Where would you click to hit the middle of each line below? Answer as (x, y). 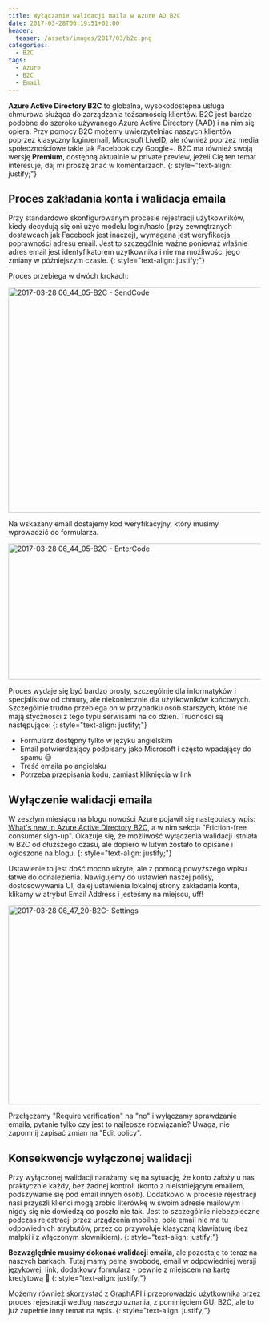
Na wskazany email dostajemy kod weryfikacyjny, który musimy (114, 524)
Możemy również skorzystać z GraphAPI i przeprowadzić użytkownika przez (134, 1293)
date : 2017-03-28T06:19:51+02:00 (64, 23)
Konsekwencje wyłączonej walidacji (100, 1158)
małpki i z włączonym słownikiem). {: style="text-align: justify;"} (113, 1237)
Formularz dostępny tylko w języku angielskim (96, 741)
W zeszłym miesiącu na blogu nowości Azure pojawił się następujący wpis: (132, 819)
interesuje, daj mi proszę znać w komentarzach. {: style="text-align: (120, 165)
